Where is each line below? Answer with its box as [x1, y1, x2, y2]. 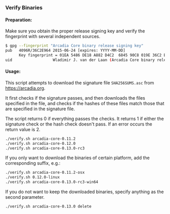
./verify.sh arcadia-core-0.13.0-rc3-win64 [5, 179, 99, 185]
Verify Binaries [5, 4, 43, 11]
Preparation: [5, 17, 32, 23]
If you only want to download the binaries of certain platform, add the [5, 155, 150, 161]
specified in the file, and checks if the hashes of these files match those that [5, 100, 164, 106]
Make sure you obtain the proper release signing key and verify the [5, 28, 145, 34]
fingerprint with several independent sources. [5, 34, 100, 40]
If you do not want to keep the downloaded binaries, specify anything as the [5, 189, 164, 195]
